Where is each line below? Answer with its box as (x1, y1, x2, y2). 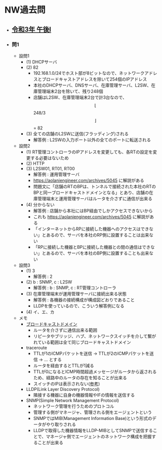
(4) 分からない (26, 202, 55, 208)
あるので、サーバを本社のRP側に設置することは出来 (46, 232, 149, 238)
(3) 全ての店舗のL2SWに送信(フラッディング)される (26, 130, 129, 136)
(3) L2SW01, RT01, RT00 (26, 165, 75, 171)
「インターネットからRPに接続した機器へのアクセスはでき (33, 226, 149, 232)
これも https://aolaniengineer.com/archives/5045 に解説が (33, 214, 150, 220)
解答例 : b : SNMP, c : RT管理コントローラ (33, 285, 117, 290)
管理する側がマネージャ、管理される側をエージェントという (33, 409, 152, 415)
